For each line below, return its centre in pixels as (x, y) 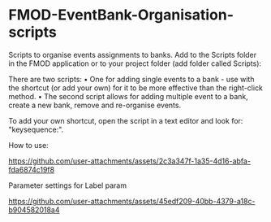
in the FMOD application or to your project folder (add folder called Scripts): (135, 63)
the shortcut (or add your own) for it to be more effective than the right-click (136, 88)
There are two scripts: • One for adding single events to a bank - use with (131, 79)
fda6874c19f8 (32, 169)
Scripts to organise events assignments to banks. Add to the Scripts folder (133, 54)
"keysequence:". (36, 129)
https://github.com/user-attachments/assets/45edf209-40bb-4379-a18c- (132, 201)
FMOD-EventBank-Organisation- (121, 15)
